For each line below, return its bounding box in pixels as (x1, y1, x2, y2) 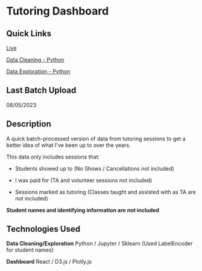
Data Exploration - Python (6, 68, 71, 75)
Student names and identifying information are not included (6, 206, 160, 214)
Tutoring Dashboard (6, 4, 109, 18)
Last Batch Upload (6, 85, 77, 96)
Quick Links (6, 28, 52, 39)
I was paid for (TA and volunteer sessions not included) (14, 177, 153, 184)
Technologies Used (6, 224, 80, 234)
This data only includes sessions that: (6, 153, 100, 160)
